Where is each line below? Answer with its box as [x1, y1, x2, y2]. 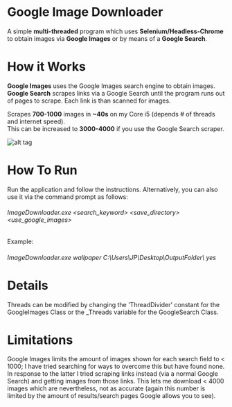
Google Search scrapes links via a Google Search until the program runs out [7, 89, 225, 97]
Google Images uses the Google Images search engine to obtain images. [7, 81, 216, 90]
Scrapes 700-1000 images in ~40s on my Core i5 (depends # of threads [7, 110, 216, 118]
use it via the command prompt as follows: [7, 192, 128, 201]
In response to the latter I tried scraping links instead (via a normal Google [7, 370, 218, 378]
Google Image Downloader [7, 4, 163, 20]
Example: [7, 237, 34, 246]
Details [7, 277, 48, 293]
